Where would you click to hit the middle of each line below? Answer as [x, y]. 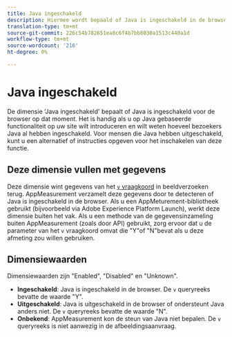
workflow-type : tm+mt [38, 39]
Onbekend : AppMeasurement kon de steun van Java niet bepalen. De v [119, 319]
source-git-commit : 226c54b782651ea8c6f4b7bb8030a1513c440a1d [98, 33]
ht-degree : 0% [28, 52]
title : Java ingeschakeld [44, 13]
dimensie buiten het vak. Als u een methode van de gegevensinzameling [110, 215]
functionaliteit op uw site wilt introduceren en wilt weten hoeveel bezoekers [115, 126]
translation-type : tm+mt [43, 26]
